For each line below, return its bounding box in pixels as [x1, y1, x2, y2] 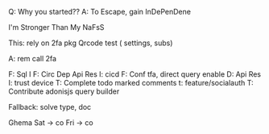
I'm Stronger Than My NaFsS [8, 23, 105, 31]
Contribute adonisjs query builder [8, 86, 120, 96]
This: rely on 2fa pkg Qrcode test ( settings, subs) [8, 38, 173, 48]
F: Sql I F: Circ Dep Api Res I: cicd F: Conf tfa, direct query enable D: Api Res [8, 69, 262, 79]
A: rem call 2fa [8, 54, 57, 63]
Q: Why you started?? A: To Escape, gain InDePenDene [8, 7, 192, 16]
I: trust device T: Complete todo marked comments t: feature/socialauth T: [8, 78, 254, 87]
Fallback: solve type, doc [8, 103, 92, 111]
